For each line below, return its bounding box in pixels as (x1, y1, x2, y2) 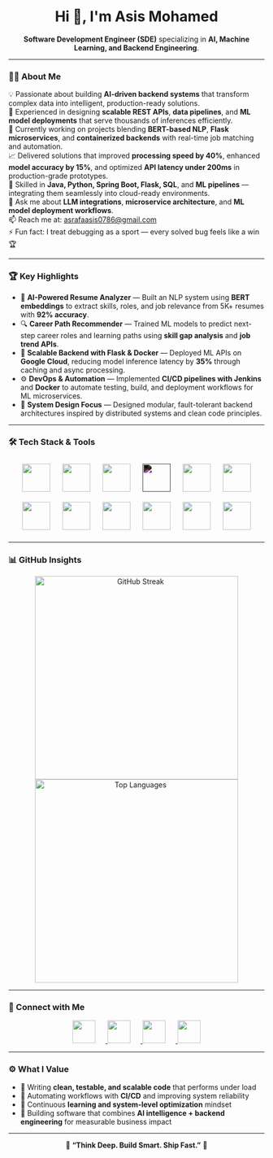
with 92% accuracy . (19, 309, 89, 320)
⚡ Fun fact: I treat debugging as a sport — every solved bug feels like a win (8, 227, 260, 237)
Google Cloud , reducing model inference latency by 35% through (19, 356, 241, 366)
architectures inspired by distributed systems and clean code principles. (19, 408, 262, 418)
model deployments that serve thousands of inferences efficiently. (8, 115, 233, 125)
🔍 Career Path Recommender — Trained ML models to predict (19, 319, 232, 329)
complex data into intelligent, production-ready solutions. (8, 98, 201, 108)
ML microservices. (19, 390, 83, 401)
